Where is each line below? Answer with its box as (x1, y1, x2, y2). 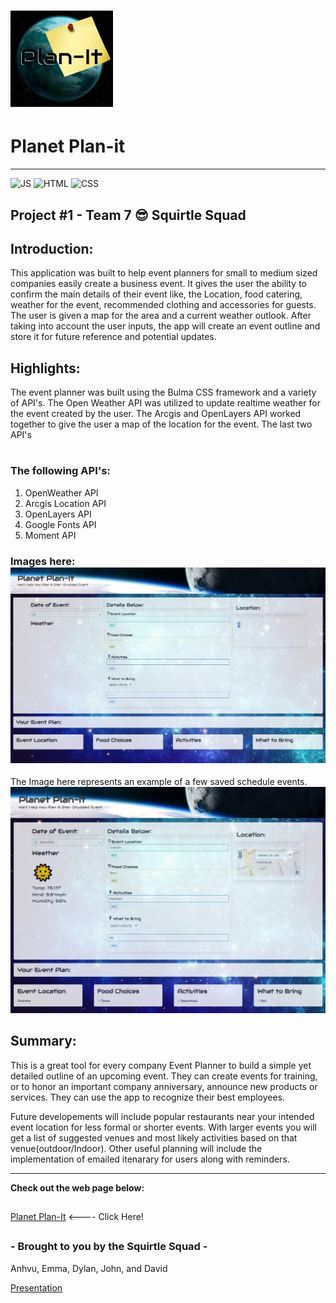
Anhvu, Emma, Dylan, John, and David (10, 1262, 168, 1274)
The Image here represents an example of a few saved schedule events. (10, 775, 308, 787)
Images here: (10, 554, 76, 568)
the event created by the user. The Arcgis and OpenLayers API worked (10, 408, 302, 420)
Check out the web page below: (10, 1181, 145, 1194)
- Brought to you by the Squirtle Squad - (10, 1240, 208, 1254)
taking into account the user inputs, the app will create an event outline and (10, 320, 321, 332)
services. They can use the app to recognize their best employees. (10, 1091, 286, 1103)
